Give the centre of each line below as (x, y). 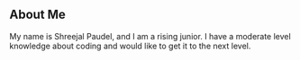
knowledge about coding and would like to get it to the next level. (130, 46)
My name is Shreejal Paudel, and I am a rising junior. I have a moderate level (150, 36)
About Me (37, 15)
